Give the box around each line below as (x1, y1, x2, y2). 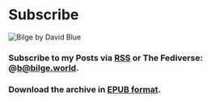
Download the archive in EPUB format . (8, 84, 162, 95)
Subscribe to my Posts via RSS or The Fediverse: (8, 52, 204, 63)
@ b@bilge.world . (8, 62, 79, 73)
